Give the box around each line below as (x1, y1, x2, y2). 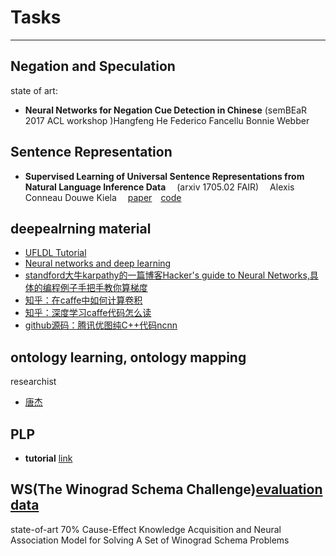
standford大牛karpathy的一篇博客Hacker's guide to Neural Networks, (24, 269, 310, 281)
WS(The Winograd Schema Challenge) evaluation (10, 481, 323, 498)
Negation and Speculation (10, 58, 176, 75)
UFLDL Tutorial (24, 247, 87, 259)
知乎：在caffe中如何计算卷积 (24, 294, 143, 306)
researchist (10, 376, 57, 388)
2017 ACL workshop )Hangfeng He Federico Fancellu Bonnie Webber (24, 114, 310, 126)
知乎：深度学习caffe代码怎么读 (24, 307, 152, 319)
